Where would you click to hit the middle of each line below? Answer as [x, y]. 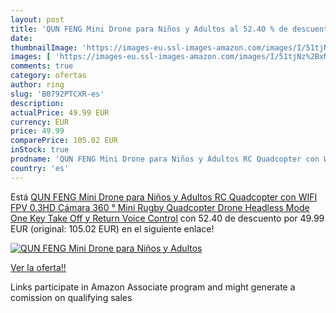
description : [37, 103]
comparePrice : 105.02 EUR [64, 141]
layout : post [37, 19]
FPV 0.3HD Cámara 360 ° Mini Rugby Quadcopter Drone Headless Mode [160, 207]
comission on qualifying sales [71, 297]
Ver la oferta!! [38, 267]
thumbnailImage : [44, 47]
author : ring [37, 85]
